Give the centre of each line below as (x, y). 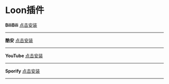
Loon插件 (25, 10)
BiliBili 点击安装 (21, 25)
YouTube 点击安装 (24, 55)
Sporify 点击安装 (23, 71)
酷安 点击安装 (19, 40)
